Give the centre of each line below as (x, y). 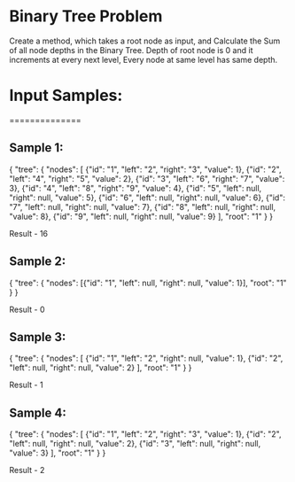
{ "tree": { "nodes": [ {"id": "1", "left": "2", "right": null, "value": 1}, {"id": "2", (146, 358)
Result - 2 (27, 470)
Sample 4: (38, 412)
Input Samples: (66, 96)
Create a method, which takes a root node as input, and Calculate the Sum (145, 41)
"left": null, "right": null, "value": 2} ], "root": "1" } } (101, 368)
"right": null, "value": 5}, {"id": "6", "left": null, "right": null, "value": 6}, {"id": (147, 198)
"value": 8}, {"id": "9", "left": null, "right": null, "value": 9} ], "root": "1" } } (141, 216)
